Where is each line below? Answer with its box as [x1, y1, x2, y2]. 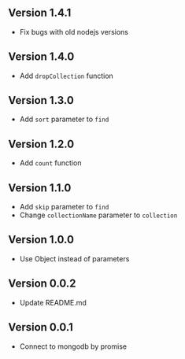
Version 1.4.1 [8, 6, 72, 20]
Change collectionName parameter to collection [19, 210, 178, 220]
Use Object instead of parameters [19, 254, 130, 263]
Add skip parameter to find [19, 202, 109, 212]
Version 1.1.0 [8, 181, 72, 194]
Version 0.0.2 [8, 277, 76, 291]
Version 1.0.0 [8, 233, 75, 246]
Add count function [19, 158, 82, 168]
